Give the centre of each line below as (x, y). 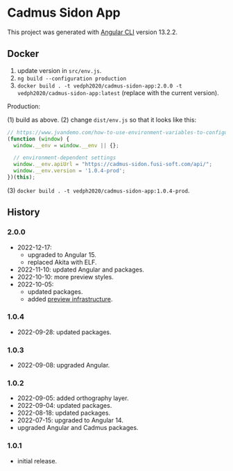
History (24, 212)
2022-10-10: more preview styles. (66, 276)
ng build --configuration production (72, 78)
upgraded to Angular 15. (62, 254)
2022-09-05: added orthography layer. (73, 398)
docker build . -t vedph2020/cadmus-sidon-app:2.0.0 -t (100, 86)
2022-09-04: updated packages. (64, 406)
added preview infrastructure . (70, 299)
